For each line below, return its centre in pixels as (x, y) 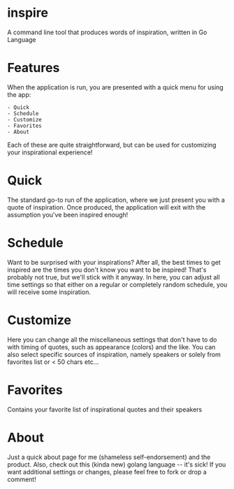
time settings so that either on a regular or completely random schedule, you (117, 284)
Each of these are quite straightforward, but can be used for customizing (112, 145)
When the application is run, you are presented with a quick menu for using (115, 87)
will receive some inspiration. (49, 292)
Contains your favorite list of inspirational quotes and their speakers (105, 409)
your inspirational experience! (50, 152)
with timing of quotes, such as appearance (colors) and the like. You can (111, 346)
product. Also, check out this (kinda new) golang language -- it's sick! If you (117, 464)
